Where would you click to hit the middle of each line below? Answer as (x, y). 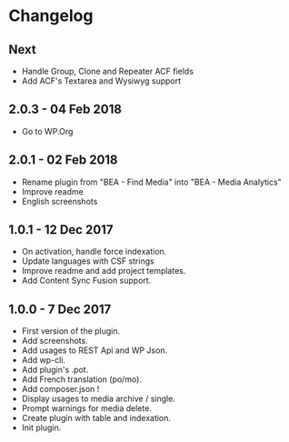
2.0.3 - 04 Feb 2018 (65, 110)
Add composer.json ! (60, 389)
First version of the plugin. (71, 331)
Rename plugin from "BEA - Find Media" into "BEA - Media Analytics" (152, 182)
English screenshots (60, 201)
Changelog (51, 16)
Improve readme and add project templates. (104, 271)
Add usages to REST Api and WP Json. (95, 350)
